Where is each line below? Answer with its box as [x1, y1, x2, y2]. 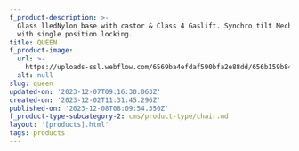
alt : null [17, 71, 53, 80]
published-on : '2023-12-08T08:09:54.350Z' [9, 104, 169, 113]
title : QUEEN [9, 37, 58, 47]
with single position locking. [17, 29, 133, 38]
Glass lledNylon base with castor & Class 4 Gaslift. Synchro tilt [17, 21, 273, 30]
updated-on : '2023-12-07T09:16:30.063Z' [9, 87, 162, 96]
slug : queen [9, 79, 53, 88]
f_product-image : [9, 46, 74, 55]
